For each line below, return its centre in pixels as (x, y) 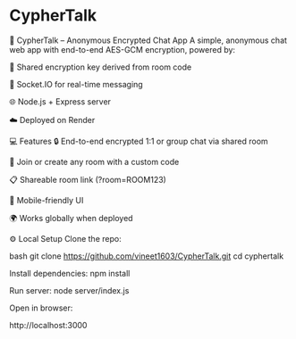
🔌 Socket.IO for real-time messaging (76, 84)
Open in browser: (41, 308)
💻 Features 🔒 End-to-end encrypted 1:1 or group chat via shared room (139, 141)
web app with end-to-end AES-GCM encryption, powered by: (122, 49)
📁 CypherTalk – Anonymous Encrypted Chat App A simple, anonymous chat (148, 40)
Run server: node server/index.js (69, 290)
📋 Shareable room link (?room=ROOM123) (88, 179)
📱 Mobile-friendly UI (47, 200)
